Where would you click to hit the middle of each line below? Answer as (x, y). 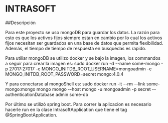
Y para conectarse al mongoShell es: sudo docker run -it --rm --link (75, 84)
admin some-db (72, 94)
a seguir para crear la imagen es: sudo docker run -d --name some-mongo (82, 63)
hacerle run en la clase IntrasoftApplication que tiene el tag (66, 109)
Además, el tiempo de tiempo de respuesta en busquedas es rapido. (76, 48)
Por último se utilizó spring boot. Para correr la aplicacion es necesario (78, 104)
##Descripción (21, 23)
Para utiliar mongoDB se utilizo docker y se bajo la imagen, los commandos (83, 58)
